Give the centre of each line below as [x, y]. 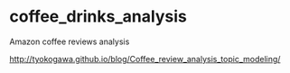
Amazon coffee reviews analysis [70, 41]
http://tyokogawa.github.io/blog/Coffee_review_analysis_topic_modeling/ [145, 59]
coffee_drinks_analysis [98, 17]
